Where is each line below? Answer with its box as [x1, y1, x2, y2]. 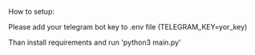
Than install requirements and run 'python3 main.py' [8, 37, 182, 47]
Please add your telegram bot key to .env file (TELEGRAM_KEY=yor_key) [8, 22, 248, 31]
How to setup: [8, 7, 55, 16]
